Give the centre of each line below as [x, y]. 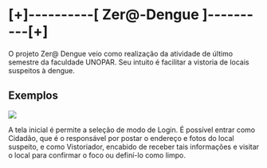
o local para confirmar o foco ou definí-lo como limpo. [97, 155]
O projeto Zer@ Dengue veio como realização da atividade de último [121, 53]
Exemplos [33, 96]
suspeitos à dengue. [42, 70]
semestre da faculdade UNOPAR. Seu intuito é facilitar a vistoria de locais [129, 62]
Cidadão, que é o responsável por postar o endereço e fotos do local [121, 138]
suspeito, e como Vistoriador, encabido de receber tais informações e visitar [134, 147]
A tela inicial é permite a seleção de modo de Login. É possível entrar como [132, 130]
